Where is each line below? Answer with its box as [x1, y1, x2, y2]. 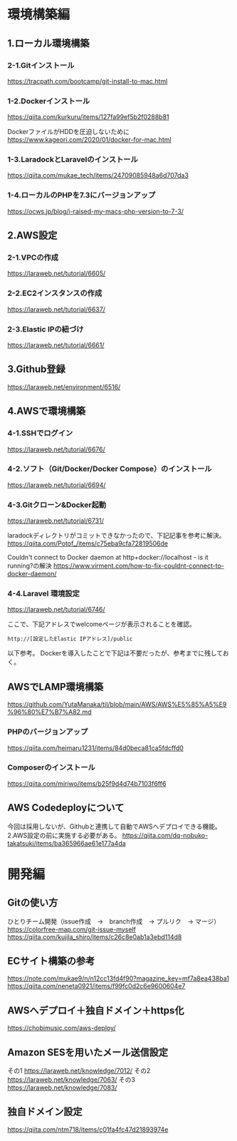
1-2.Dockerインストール [7, 96, 90, 106]
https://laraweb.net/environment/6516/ [7, 382, 121, 391]
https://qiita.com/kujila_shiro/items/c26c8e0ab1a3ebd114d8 [7, 932, 182, 941]
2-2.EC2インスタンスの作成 [7, 288, 102, 298]
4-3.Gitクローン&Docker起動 [7, 500, 107, 510]
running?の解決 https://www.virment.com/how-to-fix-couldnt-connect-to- [7, 561, 224, 570]
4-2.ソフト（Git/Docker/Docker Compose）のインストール [7, 464, 212, 474]
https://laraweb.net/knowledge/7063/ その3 [7, 1075, 135, 1084]
